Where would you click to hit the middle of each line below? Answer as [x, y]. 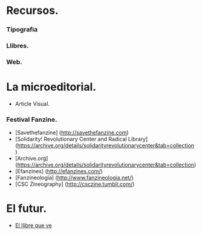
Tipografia [22, 30]
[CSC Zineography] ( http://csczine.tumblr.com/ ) [75, 184]
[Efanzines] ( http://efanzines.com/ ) [59, 171]
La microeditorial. [51, 87]
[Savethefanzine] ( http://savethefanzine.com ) [72, 133]
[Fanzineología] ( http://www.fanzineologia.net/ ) [74, 178]
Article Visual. [32, 104]
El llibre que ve [34, 225]
